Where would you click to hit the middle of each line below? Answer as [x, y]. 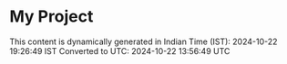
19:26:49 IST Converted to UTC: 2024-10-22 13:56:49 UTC [120, 50]
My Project [51, 17]
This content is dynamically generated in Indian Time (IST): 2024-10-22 [143, 41]
